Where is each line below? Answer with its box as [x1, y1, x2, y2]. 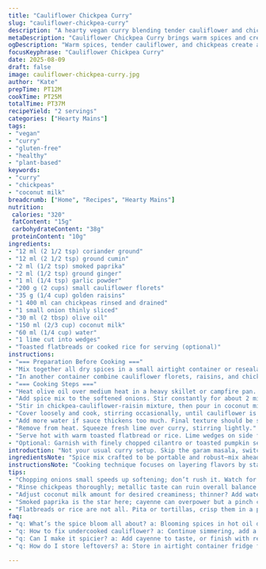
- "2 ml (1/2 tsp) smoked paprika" [8, 262, 126, 270]
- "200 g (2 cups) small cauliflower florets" [8, 284, 165, 292]
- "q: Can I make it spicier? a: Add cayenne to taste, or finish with [8, 535, 249, 543]
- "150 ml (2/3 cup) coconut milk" [8, 321, 126, 329]
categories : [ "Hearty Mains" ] [8, 115, 108, 123]
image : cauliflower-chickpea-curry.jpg [8, 71, 140, 78]
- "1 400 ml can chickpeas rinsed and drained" [8, 299, 169, 307]
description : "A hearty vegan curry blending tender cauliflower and [8, 26, 243, 34]
